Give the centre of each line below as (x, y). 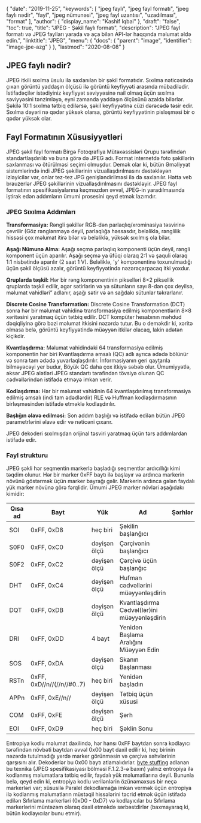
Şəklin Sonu (136, 729)
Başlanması (135, 667)
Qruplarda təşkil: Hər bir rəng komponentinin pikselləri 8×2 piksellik (90, 280)
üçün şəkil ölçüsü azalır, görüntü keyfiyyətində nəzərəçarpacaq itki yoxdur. (98, 268)
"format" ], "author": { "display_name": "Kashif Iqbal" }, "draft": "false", (93, 21)
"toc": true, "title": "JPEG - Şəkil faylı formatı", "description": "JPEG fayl (93, 28)
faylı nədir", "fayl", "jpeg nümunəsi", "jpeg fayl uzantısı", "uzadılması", (92, 15)
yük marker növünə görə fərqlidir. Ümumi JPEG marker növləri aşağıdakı (95, 487)
